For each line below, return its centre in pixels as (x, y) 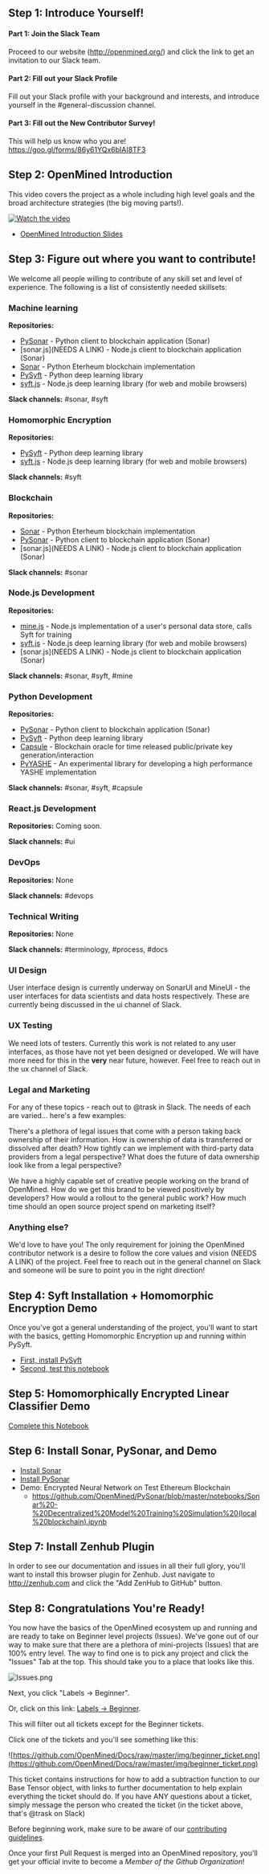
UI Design (28, 970)
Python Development (51, 696)
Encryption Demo (53, 1308)
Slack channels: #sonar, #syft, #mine (71, 676)
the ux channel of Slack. (48, 1068)
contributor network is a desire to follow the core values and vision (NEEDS (132, 1253)
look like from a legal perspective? (65, 1165)
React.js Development (52, 809)
